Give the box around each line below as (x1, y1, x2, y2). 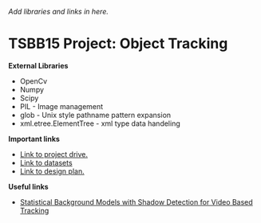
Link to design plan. (19, 166, 85, 176)
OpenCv (19, 76, 48, 86)
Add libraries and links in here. (8, 7, 109, 16)
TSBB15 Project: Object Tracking (8, 35, 228, 53)
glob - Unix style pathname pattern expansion (19, 110, 172, 119)
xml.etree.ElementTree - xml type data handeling (19, 119, 181, 128)
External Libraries (8, 61, 69, 70)
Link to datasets (19, 158, 73, 167)
